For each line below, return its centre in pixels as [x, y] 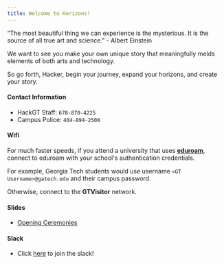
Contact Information [37, 97]
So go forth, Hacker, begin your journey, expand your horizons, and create [112, 74]
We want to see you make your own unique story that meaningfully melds [111, 53]
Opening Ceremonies [47, 223]
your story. [22, 81]
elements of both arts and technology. [61, 61]
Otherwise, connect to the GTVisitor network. [72, 192]
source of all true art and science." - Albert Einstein [80, 40]
